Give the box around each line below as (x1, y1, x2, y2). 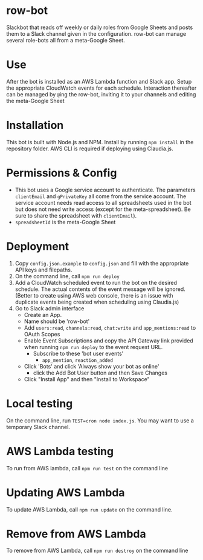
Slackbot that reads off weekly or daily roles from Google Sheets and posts (6, 24, 193, 31)
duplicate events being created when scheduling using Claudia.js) (14, 298, 179, 305)
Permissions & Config (6, 166, 117, 179)
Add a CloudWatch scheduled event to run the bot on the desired (14, 279, 177, 286)
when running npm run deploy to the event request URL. (24, 343, 163, 350)
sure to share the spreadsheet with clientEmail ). (14, 212, 137, 219)
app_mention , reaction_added (42, 356, 114, 364)
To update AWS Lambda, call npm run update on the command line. (6, 505, 173, 513)
